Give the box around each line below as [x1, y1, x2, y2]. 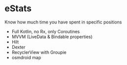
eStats [4, 3, 32, 14]
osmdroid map [11, 54, 41, 60]
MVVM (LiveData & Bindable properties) [11, 34, 93, 40]
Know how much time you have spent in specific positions [4, 19, 122, 25]
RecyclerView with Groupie [11, 49, 67, 55]
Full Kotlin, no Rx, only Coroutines [11, 28, 80, 34]
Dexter [11, 44, 25, 50]
